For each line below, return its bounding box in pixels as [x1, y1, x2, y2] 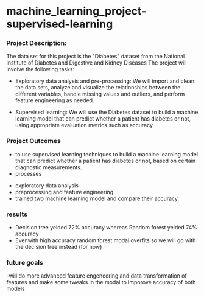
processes [15, 170, 42, 177]
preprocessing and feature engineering [15, 188, 114, 195]
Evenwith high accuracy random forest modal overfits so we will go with [15, 237, 196, 244]
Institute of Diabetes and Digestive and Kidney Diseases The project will [6, 59, 187, 66]
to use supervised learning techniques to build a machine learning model [15, 150, 199, 158]
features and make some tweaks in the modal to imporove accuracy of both [6, 279, 196, 286]
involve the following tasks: [6, 66, 75, 73]
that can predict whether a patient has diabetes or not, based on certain [15, 157, 196, 164]
